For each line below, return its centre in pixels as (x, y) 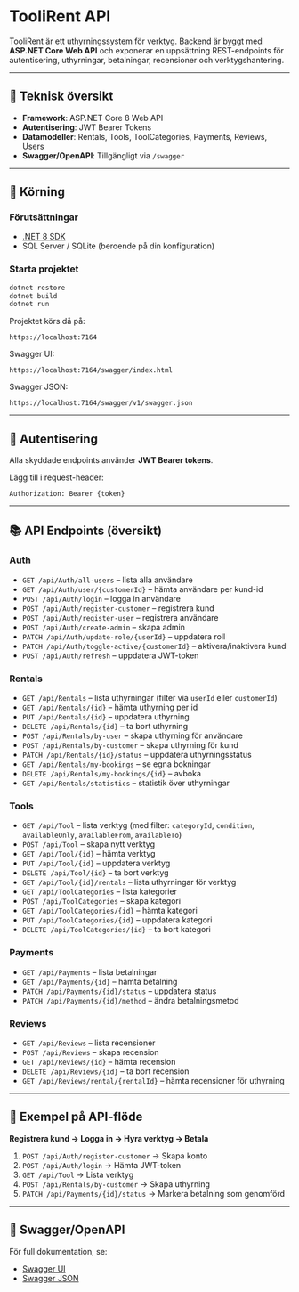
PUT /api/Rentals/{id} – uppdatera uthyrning (105, 717)
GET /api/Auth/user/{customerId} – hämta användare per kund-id (143, 589)
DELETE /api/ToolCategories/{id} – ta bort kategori (116, 930)
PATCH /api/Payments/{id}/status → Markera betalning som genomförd (154, 1193)
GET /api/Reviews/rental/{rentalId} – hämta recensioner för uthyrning (153, 1081)
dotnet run (29, 305)
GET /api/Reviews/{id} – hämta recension (99, 1062)
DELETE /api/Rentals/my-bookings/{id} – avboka (112, 774)
